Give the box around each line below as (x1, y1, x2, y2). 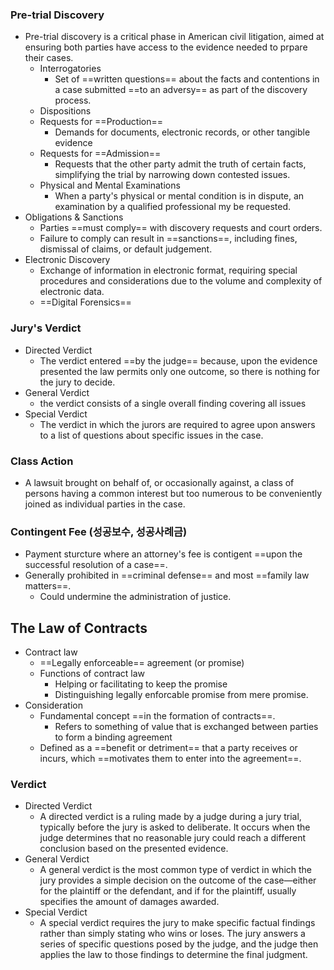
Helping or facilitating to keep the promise (54, 678, 228, 690)
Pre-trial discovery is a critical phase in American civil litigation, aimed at (24, 31, 325, 43)
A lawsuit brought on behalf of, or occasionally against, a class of (24, 476, 295, 488)
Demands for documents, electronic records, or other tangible (54, 126, 311, 138)
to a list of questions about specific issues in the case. (39, 429, 264, 441)
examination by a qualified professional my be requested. (54, 201, 292, 213)
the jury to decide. (39, 376, 116, 388)
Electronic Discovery (24, 254, 111, 266)
